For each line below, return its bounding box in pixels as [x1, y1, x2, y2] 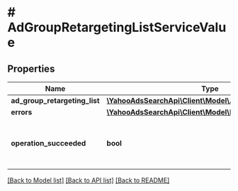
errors [11, 107, 33, 117]
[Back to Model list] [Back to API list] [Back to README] [7, 176, 170, 185]
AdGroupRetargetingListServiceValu [7, 19, 227, 36]
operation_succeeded [11, 138, 86, 148]
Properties [7, 62, 55, 75]
